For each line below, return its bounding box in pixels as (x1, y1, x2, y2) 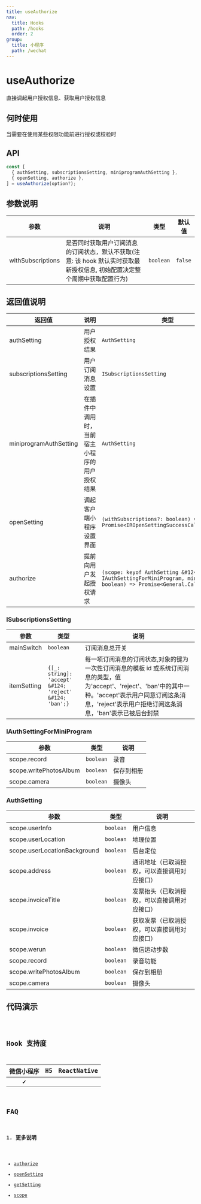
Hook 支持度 (6, 1039, 47, 1048)
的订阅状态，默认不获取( (65, 247, 135, 256)
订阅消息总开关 (84, 643, 127, 652)
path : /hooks (11, 25, 44, 32)
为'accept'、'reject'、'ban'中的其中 (84, 682, 184, 690)
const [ (6, 164, 26, 170)
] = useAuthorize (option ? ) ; (6, 180, 77, 186)
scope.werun (9, 945, 46, 954)
